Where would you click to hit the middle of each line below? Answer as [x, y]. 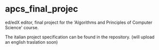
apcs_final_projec [42, 9]
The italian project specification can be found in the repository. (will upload [80, 37]
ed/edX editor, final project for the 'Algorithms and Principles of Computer [79, 22]
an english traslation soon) [32, 42]
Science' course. [22, 27]
